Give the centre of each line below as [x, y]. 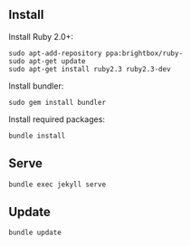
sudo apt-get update [48, 61]
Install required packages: [57, 119]
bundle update [35, 233]
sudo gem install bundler [57, 102]
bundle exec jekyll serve [57, 184]
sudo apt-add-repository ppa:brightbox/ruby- [95, 53]
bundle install [37, 136]
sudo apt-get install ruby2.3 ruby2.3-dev [90, 69]
